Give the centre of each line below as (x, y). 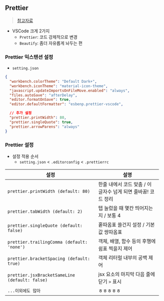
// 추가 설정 (20, 113)
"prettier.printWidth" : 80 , (38, 118)
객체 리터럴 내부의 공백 (123, 257)
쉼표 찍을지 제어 (115, 248)
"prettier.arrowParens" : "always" (44, 127)
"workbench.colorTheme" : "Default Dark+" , (53, 81)
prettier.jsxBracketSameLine (41, 275)
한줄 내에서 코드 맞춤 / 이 (125, 184)
